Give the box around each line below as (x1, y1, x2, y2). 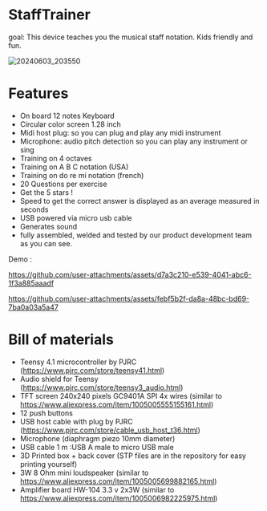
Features (8, 84, 69, 103)
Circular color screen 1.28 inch (19, 119, 122, 129)
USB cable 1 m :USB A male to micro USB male (19, 442, 174, 452)
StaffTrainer (8, 6, 91, 24)
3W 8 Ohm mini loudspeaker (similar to (19, 468, 149, 477)
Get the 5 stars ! (19, 187, 74, 197)
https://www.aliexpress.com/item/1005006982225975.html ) (19, 493, 218, 503)
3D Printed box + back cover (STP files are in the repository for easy (19, 451, 247, 460)
